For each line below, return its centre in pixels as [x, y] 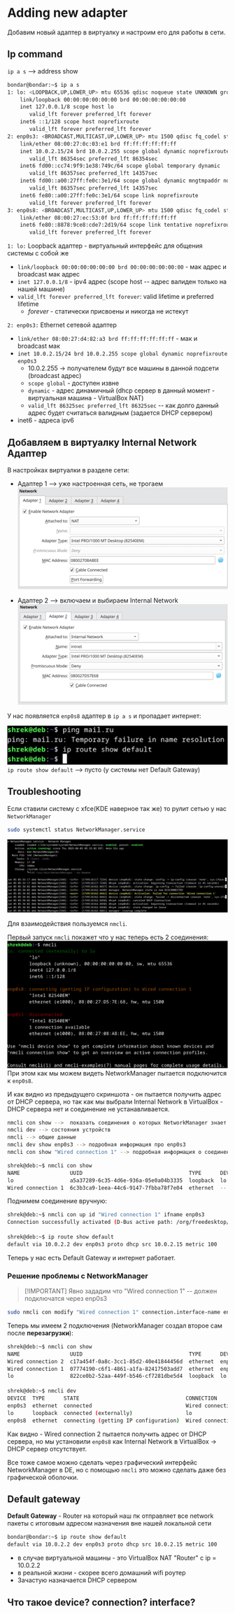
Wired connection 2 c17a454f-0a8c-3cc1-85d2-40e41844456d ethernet [111, 1361]
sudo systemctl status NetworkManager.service [76, 830]
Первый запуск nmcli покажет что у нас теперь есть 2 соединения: [108, 937]
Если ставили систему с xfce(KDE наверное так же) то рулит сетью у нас [117, 808]
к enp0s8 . [20, 1080]
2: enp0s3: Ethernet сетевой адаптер [62, 325]
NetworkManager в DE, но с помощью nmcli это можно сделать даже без [116, 1470]
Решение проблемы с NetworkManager [78, 1276]
